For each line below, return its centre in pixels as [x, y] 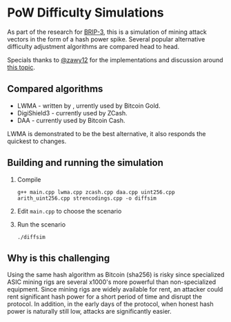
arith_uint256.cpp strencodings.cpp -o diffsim [87, 198]
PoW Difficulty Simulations [86, 13]
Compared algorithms [55, 89]
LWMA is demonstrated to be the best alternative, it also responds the [107, 133]
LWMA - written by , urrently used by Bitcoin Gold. [89, 106]
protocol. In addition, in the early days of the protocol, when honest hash [110, 304]
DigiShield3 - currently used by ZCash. [72, 113]
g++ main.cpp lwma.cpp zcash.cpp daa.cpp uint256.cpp [96, 192]
